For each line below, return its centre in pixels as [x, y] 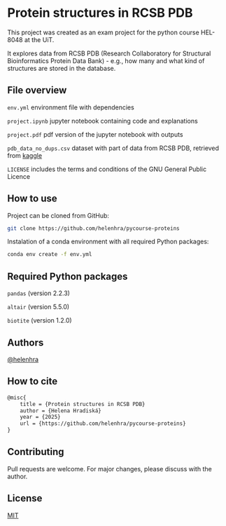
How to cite [33, 381]
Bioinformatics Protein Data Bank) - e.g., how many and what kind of [106, 60]
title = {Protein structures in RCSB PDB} [83, 404]
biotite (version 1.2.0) [40, 321]
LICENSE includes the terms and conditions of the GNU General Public [107, 169]
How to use [32, 199]
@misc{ [17, 398]
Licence [19, 176]
